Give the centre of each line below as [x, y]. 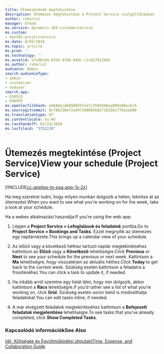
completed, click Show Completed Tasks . [55, 318]
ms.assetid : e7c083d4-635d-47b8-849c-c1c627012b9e [58, 60]
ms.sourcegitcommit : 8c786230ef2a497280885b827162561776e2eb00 [71, 110]
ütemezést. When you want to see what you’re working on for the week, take [82, 202]
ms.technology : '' [24, 55]
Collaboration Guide [25, 346]
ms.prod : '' [17, 51]
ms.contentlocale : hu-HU [30, 119]
